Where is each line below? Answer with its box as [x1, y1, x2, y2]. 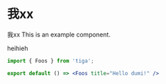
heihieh [7, 44, 28, 52]
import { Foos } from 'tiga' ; [7, 57, 95, 64]
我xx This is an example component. [7, 30, 111, 39]
